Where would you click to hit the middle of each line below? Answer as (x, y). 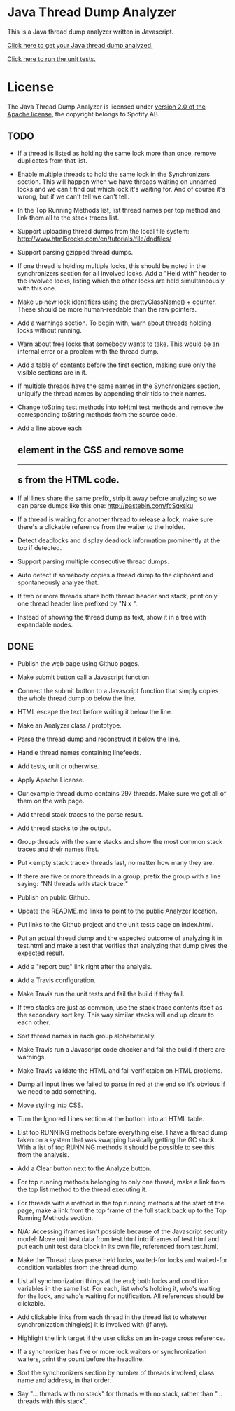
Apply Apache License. (51, 780)
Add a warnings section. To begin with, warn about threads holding (114, 323)
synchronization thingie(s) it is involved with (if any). (93, 1324)
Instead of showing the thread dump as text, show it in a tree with (112, 617)
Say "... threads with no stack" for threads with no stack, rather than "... (120, 1393)
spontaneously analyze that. (58, 582)
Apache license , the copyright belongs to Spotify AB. (84, 114)
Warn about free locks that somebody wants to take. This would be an (118, 344)
